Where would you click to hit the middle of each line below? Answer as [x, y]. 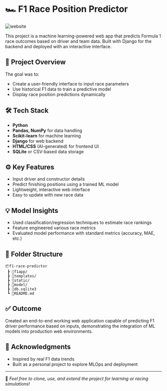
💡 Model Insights [32, 211]
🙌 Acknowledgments [38, 347]
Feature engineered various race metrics [54, 228]
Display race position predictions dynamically [59, 94]
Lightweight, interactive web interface [51, 190]
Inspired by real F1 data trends [43, 359]
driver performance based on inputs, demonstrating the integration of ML [80, 326]
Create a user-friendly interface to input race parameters [71, 84]
